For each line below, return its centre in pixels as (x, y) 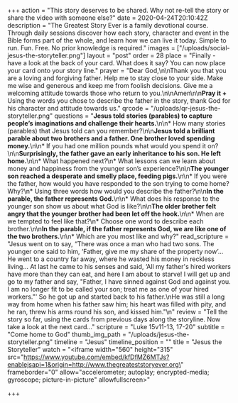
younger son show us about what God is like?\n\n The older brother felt (112, 206)
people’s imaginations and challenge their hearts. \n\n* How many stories (117, 123)
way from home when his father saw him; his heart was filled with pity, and (117, 304)
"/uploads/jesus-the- (158, 334)
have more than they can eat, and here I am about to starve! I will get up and (119, 274)
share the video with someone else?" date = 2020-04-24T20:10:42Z (108, 18)
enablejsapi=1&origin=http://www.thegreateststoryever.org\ (94, 364)
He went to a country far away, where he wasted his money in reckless (111, 259)
